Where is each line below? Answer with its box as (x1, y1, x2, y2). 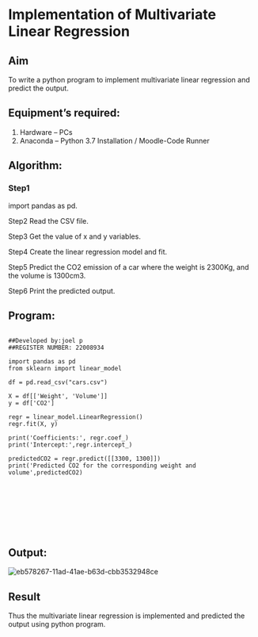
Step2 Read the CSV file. (8, 216, 89, 225)
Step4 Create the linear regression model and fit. (8, 247, 168, 256)
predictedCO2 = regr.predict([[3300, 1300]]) (8, 455, 161, 463)
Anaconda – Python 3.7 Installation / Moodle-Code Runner (19, 136, 210, 145)
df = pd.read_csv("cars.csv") (8, 378, 108, 386)
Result (8, 589, 41, 604)
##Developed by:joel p (8, 337, 83, 345)
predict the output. (8, 83, 69, 93)
